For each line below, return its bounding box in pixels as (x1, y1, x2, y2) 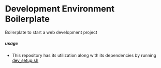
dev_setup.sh (12, 57, 39, 63)
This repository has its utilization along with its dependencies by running (12, 52, 157, 58)
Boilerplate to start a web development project (5, 29, 98, 35)
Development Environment (5, 3, 115, 14)
